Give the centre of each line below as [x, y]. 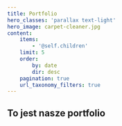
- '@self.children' [60, 46]
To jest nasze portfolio [56, 113]
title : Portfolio [32, 14]
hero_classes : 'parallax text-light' [62, 20]
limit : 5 [32, 53]
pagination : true [45, 78]
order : [29, 59]
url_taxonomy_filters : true [60, 85]
